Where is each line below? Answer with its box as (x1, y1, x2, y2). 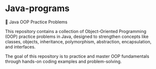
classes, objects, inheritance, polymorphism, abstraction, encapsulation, (5, 38, 152, 44)
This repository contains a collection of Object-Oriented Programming (5, 28, 146, 34)
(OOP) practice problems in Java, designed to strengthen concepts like (5, 34, 149, 39)
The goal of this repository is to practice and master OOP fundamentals (5, 53, 150, 59)
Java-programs (5, 3, 70, 14)
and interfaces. (5, 44, 36, 50)
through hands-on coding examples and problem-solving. (5, 58, 122, 64)
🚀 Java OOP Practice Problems (5, 19, 68, 25)
